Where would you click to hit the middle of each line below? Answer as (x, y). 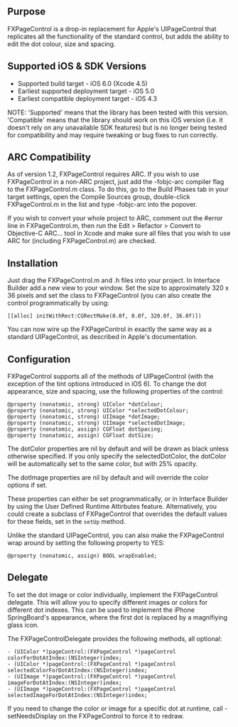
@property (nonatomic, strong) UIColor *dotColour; (85, 404)
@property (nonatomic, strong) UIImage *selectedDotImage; (97, 423)
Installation (33, 263)
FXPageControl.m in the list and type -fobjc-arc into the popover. (102, 205)
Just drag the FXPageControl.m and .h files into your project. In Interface (114, 281)
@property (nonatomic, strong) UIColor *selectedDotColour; (98, 411)
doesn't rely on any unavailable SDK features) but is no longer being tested (117, 127)
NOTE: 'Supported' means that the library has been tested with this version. (118, 112)
